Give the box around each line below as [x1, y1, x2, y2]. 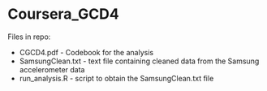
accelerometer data [19, 64, 85, 74]
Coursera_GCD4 [7, 5, 119, 24]
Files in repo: [7, 32, 51, 41]
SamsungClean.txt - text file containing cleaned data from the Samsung [19, 56, 260, 66]
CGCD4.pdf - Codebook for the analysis [19, 47, 154, 57]
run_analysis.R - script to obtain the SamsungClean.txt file [19, 73, 214, 83]
